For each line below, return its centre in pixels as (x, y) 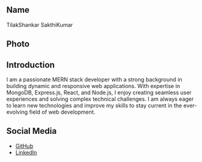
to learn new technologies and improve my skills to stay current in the (94, 106)
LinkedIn (26, 152)
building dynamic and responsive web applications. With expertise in (93, 86)
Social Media (32, 131)
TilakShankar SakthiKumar (40, 24)
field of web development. (62, 112)
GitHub (24, 145)
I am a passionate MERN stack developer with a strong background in (94, 79)
